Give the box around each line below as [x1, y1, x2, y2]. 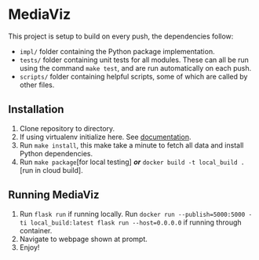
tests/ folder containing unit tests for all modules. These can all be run [19, 55, 250, 64]
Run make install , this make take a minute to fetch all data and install [19, 140, 244, 150]
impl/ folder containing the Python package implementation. [19, 46, 215, 56]
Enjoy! [19, 242, 40, 252]
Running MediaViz [8, 189, 100, 202]
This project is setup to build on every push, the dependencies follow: [8, 31, 234, 41]
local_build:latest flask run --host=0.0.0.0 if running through [30, 218, 242, 227]
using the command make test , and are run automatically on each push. [19, 63, 252, 72]
